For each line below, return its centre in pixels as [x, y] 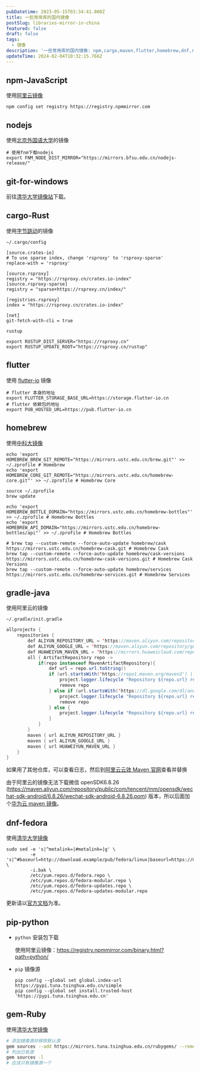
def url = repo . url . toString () [87, 669]
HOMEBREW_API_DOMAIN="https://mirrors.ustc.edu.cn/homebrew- [84, 527]
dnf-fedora [27, 823]
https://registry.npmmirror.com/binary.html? [110, 950]
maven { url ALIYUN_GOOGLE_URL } [69, 741]
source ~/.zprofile [30, 491]
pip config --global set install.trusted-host [74, 991]
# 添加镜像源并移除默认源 [33, 1041]
